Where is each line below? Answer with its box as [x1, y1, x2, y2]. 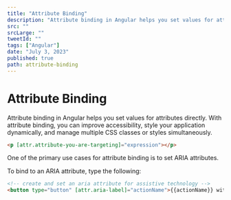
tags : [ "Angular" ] [7, 42, 60, 49]
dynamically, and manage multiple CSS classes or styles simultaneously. [7, 128, 213, 136]
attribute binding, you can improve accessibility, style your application [7, 121, 206, 129]
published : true [7, 55, 54, 62]
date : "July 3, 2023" [7, 49, 69, 56]
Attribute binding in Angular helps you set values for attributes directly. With [7, 113, 222, 122]
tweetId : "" [7, 36, 41, 43]
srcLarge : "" [7, 29, 45, 36]
